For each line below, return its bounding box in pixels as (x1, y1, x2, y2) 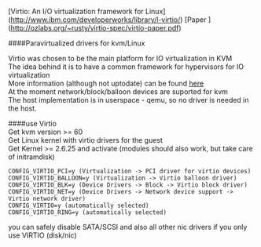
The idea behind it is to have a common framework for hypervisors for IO (8, 62, 244, 71)
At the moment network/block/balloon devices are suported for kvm (8, 87, 228, 96)
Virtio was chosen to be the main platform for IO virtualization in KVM (8, 54, 233, 63)
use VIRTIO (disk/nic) (8, 231, 77, 240)
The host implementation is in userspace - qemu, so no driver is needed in (8, 96, 249, 104)
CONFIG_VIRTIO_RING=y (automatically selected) (8, 209, 167, 216)
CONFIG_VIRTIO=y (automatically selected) (8, 202, 149, 209)
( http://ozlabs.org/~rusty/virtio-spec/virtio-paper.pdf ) (8, 24, 182, 32)
